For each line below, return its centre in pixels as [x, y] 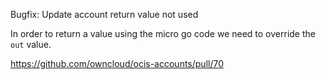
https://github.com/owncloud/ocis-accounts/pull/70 [117, 63]
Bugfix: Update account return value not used [104, 14]
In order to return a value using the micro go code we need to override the [163, 33]
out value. [31, 44]
